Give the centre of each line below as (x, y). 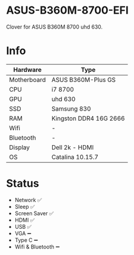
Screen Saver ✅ (34, 213)
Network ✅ (28, 200)
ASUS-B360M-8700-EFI (67, 10)
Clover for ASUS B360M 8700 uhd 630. (54, 27)
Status (23, 183)
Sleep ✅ (25, 206)
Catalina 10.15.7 (75, 157)
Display (20, 147)
